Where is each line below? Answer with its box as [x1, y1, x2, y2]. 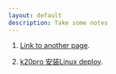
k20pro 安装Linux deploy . [19, 57, 103, 66]
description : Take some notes [8, 19, 109, 27]
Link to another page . [19, 40, 90, 50]
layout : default [8, 11, 62, 20]
